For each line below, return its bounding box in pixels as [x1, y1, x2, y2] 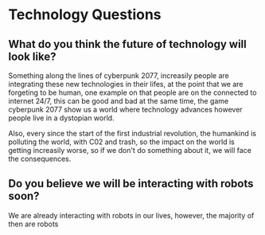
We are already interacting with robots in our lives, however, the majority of [8, 210, 255, 220]
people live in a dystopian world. [8, 113, 115, 123]
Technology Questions [8, 6, 162, 24]
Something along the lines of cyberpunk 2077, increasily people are [8, 71, 229, 80]
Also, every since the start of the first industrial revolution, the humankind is [8, 129, 257, 138]
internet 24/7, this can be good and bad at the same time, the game [8, 96, 229, 105]
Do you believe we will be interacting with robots [8, 177, 254, 190]
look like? [8, 49, 57, 63]
